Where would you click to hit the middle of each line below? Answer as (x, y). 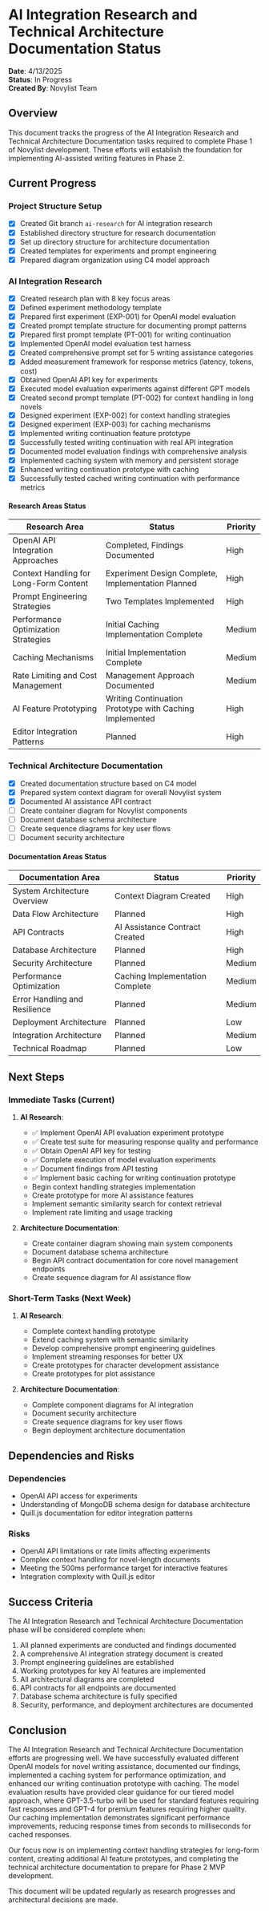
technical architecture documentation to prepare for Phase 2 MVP (117, 1867)
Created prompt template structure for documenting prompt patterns (133, 325)
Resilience (32, 1009)
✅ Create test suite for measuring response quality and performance (145, 1142)
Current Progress (52, 183)
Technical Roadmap (50, 1048)
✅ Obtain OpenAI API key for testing (91, 1151)
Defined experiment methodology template (90, 308)
